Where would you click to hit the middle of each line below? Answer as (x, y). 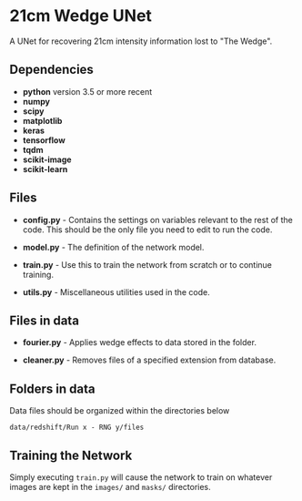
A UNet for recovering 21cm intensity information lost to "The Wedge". (141, 41)
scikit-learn (45, 169)
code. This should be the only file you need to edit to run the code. (147, 230)
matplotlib (42, 120)
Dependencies (51, 70)
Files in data (45, 320)
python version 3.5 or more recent (87, 91)
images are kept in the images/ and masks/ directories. (110, 487)
